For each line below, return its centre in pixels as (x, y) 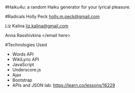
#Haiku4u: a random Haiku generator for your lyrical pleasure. (68, 7)
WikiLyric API (26, 59)
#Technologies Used (26, 45)
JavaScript (23, 65)
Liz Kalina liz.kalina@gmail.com (37, 26)
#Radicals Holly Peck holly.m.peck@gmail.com (52, 16)
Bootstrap (22, 80)
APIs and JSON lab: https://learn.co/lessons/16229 (64, 85)
